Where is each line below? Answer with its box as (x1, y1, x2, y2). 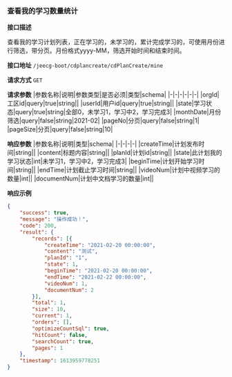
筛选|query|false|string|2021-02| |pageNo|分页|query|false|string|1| (7, 116, 200, 125)
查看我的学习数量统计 (7, 6, 78, 15)
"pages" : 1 (32, 344, 64, 351)
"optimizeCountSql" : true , (32, 325, 110, 332)
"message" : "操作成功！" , (19, 216, 89, 223)
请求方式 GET (7, 76, 43, 84)
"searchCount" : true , (32, 338, 95, 345)
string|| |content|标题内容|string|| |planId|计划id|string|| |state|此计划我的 (14, 149, 222, 157)
